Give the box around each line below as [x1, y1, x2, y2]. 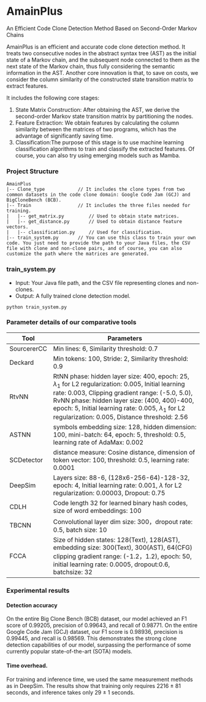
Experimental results [6, 587, 70, 595]
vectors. [6, 224, 29, 230]
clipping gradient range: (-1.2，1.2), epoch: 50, [53, 552, 192, 561]
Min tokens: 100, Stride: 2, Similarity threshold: [53, 354, 189, 363]
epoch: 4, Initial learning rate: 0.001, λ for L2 [53, 481, 183, 489]
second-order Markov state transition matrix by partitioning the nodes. [15, 112, 194, 120]
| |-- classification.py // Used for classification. [6, 229, 164, 236]
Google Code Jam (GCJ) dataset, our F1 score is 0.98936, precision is [6, 628, 183, 636]
